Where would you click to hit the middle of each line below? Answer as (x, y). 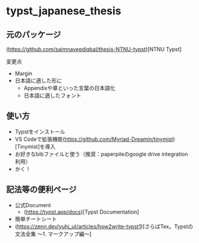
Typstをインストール (40, 131)
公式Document (33, 205)
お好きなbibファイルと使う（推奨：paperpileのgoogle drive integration (101, 154)
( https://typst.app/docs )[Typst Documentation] (81, 212)
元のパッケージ (34, 34)
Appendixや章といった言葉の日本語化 (69, 88)
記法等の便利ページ (41, 190)
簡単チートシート (36, 219)
